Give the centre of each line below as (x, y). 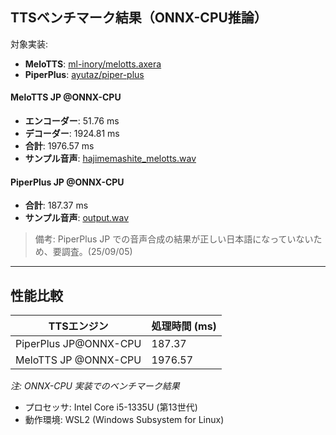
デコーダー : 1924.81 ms (72, 134)
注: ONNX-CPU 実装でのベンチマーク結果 (95, 386)
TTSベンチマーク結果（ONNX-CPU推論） (139, 18)
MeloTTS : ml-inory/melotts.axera (93, 64)
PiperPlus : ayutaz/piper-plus (84, 74)
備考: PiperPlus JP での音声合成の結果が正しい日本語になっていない (174, 239)
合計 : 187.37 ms (56, 205)
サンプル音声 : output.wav (77, 218)
